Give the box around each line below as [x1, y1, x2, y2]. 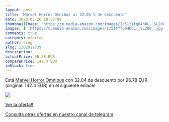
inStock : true [5, 63, 35, 68]
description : [5, 49, 33, 54]
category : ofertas [5, 36, 44, 41]
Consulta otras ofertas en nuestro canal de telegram [5, 111, 114, 117]
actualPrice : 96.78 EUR [5, 54, 55, 59]
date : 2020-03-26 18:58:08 [5, 17, 62, 22]
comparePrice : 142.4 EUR [5, 59, 57, 64]
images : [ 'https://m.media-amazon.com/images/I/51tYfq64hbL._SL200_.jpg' [5, 26, 165, 31]
